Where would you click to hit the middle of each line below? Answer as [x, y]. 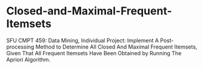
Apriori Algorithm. [28, 59]
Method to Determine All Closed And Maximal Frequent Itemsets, [116, 47]
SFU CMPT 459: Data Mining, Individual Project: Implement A [83, 40]
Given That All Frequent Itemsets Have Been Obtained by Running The [94, 53]
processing [20, 47]
